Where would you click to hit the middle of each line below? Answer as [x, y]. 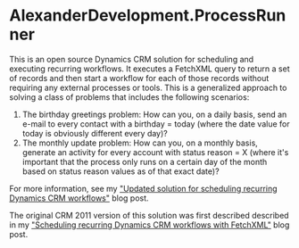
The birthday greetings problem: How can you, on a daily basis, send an [154, 114]
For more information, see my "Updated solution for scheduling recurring [144, 188]
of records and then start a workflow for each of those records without [139, 78]
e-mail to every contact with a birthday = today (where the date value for [156, 124]
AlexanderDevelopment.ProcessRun [148, 16]
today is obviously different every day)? [95, 133]
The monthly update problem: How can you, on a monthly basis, [140, 143]
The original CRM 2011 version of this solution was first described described [149, 215]
